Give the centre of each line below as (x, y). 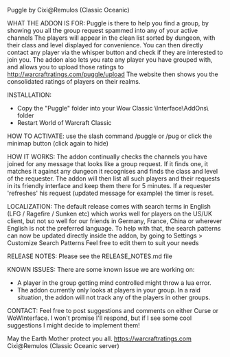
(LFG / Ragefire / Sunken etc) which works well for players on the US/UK (110, 214)
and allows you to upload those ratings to (66, 67)
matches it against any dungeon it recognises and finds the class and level (113, 171)
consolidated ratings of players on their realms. (74, 81)
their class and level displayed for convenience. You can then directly (105, 45)
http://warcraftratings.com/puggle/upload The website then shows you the (113, 74)
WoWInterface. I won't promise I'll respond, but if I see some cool (100, 318)
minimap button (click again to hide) (58, 143)
